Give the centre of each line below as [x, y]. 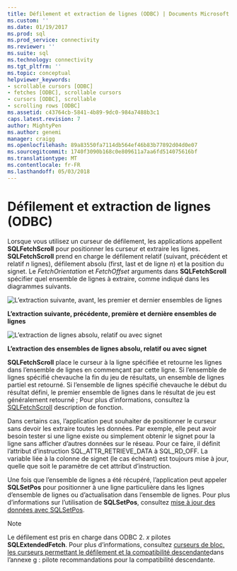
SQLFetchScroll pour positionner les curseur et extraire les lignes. [104, 249]
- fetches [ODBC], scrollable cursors [64, 93]
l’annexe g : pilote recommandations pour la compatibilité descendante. [111, 560]
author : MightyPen [34, 125]
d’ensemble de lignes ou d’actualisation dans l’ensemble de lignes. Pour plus [119, 495]
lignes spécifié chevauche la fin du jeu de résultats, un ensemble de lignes [116, 377]
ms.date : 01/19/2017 [38, 27]
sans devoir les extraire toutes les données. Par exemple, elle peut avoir [112, 428]
